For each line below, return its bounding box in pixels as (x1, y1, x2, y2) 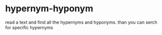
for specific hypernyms (5, 24, 54, 30)
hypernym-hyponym (5, 3, 94, 14)
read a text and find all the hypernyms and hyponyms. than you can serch (5, 19, 157, 25)
